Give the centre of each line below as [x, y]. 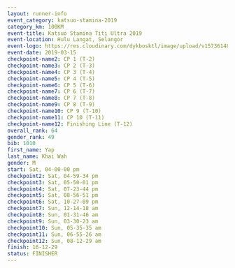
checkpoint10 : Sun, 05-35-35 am [54, 228]
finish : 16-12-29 [33, 247]
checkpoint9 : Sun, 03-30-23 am [53, 221]
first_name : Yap [31, 150]
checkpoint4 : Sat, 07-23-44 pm [53, 189]
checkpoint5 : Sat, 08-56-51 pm [53, 195]
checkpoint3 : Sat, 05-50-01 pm [53, 182]
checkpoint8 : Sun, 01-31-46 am [53, 215]
